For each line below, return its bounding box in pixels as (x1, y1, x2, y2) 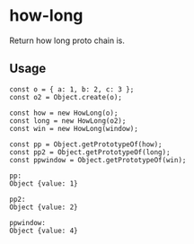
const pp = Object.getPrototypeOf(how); (9, 140, 163, 149)
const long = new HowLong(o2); (9, 116, 127, 126)
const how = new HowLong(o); (9, 109, 119, 118)
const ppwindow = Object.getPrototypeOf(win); (9, 155, 187, 164)
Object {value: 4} (9, 226, 78, 235)
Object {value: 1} (9, 179, 78, 188)
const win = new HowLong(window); (9, 124, 139, 133)
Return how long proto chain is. (9, 35, 126, 46)
